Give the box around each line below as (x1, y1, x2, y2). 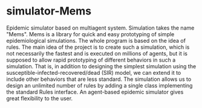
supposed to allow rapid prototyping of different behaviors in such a (6, 56, 176, 63)
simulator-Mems (6, 4, 92, 18)
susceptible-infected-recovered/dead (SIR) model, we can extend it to (6, 69, 181, 76)
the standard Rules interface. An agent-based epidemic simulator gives (6, 88, 184, 95)
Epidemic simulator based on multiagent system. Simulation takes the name (6, 24, 195, 31)
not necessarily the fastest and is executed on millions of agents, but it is (6, 49, 187, 57)
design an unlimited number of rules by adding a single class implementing (6, 81, 193, 89)
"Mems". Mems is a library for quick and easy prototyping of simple (6, 30, 175, 37)
